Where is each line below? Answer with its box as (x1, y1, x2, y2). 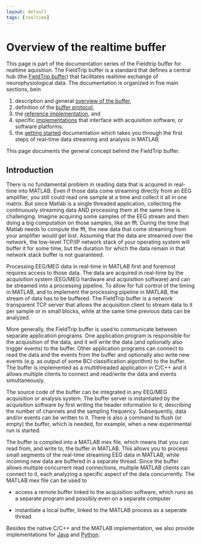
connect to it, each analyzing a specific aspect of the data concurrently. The (6, 471, 195, 478)
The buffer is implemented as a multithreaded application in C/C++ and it (6, 364, 187, 371)
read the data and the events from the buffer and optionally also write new (6, 351, 190, 359)
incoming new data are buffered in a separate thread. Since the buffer (6, 458, 179, 465)
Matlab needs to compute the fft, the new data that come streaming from (6, 226, 186, 233)
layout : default (6, 8, 47, 15)
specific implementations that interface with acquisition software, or (14, 117, 184, 124)
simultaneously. (6, 377, 45, 384)
